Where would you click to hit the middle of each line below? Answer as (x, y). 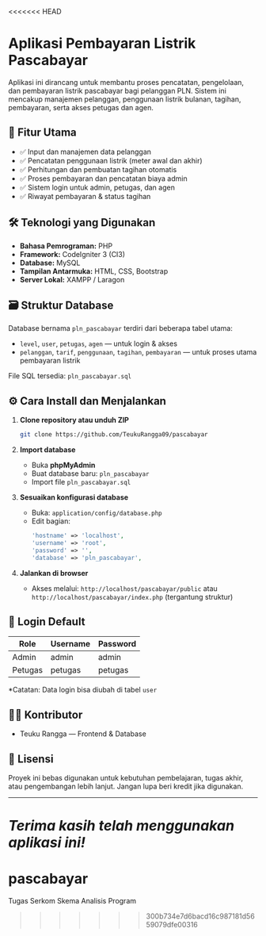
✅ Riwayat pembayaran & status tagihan (85, 196)
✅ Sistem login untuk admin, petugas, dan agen (97, 187)
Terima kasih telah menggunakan (122, 826)
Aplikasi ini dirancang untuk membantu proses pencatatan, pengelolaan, (126, 82)
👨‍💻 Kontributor (46, 714)
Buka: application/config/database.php (97, 513)
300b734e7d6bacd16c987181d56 (200, 916)
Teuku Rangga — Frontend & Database (83, 734)
